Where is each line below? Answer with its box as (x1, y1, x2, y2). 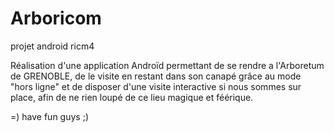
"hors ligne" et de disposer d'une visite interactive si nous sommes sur (10, 80, 302, 92)
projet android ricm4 (10, 40, 95, 52)
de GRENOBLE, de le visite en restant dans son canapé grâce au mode (10, 70, 302, 82)
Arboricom (10, 7, 102, 30)
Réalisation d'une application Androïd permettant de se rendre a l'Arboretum (10, 59, 325, 71)
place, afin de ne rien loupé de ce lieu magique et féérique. (10, 91, 254, 103)
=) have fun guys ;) (10, 110, 89, 122)
